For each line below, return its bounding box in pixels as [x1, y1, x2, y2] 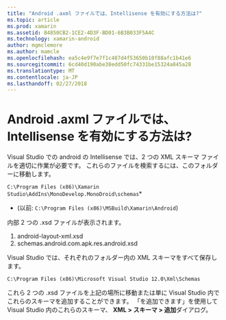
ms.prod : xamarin [7, 23, 57, 29]
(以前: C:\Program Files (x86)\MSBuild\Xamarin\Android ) [16, 204, 179, 212]
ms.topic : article [7, 16, 60, 23]
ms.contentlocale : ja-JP [7, 73, 78, 81]
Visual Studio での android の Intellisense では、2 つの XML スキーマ [7, 153, 200, 161]
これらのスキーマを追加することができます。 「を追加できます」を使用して [7, 297, 218, 306]
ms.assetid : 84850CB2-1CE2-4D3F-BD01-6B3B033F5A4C [7, 29, 155, 36]
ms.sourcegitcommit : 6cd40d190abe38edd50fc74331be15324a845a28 [7, 61, 192, 68]
